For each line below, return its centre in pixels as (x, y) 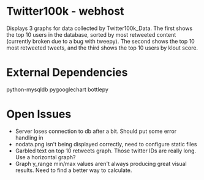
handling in (29, 137)
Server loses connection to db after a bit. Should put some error (96, 131)
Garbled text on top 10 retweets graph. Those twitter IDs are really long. (106, 151)
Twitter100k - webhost (65, 11)
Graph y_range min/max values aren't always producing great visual (101, 163)
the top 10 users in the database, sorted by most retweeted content (91, 34)
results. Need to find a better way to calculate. (74, 170)
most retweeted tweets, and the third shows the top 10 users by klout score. (102, 48)
